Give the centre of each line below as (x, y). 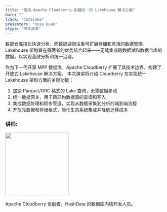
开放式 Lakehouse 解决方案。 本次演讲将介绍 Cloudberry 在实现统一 (76, 74)
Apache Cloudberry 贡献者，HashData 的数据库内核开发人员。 (70, 204)
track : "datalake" (25, 19)
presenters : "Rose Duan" (31, 24)
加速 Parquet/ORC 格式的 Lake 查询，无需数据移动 (65, 91)
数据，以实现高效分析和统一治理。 (41, 57)
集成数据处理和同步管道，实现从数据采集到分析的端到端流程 (75, 103)
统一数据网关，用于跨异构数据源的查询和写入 (59, 97)
